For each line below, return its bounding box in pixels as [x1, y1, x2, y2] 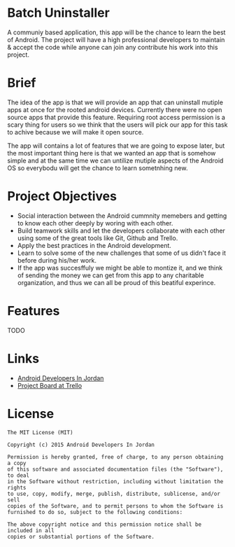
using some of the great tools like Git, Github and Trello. [17, 233, 178, 242]
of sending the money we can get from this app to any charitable [17, 271, 204, 279]
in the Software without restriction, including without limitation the [7, 478, 224, 485]
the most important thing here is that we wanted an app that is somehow [7, 148, 216, 157]
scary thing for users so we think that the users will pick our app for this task [7, 120, 228, 129]
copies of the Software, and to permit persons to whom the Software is [7, 502, 224, 509]
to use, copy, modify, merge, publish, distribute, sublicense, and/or [7, 490, 220, 497]
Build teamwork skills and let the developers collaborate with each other [17, 226, 226, 235]
